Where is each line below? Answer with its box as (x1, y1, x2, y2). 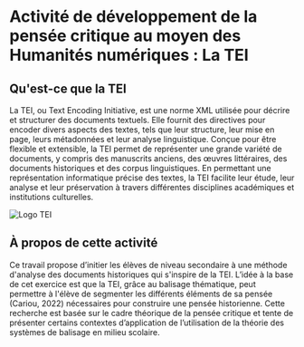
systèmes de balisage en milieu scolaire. (9, 326, 160, 337)
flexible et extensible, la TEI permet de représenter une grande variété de (9, 143, 282, 154)
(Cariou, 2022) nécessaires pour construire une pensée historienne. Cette (9, 297, 285, 309)
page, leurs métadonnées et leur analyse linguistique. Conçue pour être (9, 134, 277, 144)
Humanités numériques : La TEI (9, 45, 249, 65)
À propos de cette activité (9, 236, 158, 251)
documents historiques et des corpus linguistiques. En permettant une (9, 163, 271, 173)
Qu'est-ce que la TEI (9, 81, 127, 96)
